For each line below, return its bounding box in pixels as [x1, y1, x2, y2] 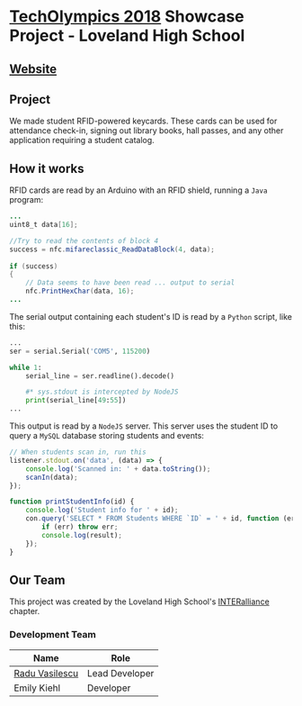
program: [9, 195, 44, 205]
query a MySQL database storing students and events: [9, 430, 205, 441]
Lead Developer [86, 666, 155, 679]
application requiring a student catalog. [9, 135, 155, 146]
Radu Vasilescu [13, 666, 79, 679]
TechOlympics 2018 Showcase [9, 6, 244, 27]
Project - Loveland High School [9, 25, 245, 46]
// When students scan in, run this [9, 448, 147, 457]
